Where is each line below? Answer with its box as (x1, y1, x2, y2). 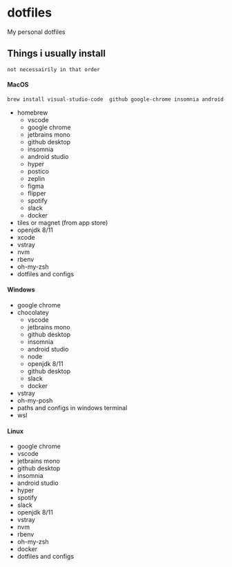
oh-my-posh (17, 396, 53, 405)
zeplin (27, 174, 45, 182)
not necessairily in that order (7, 66, 100, 73)
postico (27, 167, 50, 175)
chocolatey (17, 309, 50, 317)
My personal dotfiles (7, 28, 66, 36)
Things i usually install (7, 48, 106, 59)
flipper (27, 189, 47, 198)
